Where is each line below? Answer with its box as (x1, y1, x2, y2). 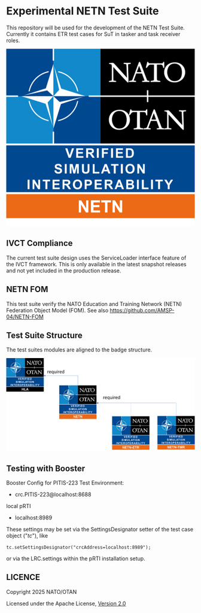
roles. (6, 37, 20, 44)
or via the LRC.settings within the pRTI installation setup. (6, 555, 145, 562)
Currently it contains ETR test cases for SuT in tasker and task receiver (6, 30, 181, 37)
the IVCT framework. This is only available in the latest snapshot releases (6, 260, 187, 268)
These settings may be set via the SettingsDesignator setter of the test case (6, 525, 193, 533)
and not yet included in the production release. (6, 267, 121, 274)
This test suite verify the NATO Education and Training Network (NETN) (6, 300, 182, 307)
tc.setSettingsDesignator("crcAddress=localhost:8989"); (6, 544, 151, 550)
